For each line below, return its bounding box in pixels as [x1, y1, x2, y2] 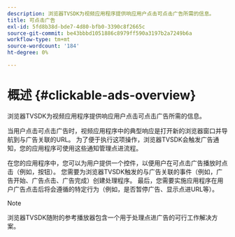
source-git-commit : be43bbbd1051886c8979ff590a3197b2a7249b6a [7, 29, 192, 37]
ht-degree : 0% [7, 49, 49, 56]
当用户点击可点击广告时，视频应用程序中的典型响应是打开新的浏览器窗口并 [7, 126, 222, 135]
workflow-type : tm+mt [7, 36, 71, 43]
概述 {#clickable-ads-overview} [7, 88, 197, 103]
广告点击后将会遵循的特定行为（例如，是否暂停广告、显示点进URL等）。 [13, 185, 219, 193]
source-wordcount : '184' [7, 43, 80, 49]
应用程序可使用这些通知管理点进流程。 [31, 144, 142, 152]
